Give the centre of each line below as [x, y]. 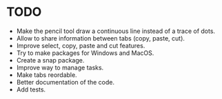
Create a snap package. [50, 60]
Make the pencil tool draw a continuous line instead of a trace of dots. [115, 31]
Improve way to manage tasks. [60, 67]
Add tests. [31, 89]
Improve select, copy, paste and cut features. [81, 45]
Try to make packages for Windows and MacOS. [85, 53]
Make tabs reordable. [47, 75]
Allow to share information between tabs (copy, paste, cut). [101, 38]
